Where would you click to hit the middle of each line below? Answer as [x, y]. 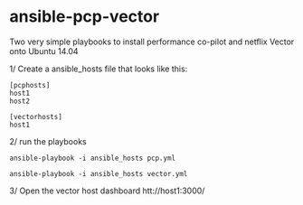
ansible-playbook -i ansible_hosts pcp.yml [93, 158]
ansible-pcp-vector [85, 17]
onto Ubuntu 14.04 [44, 51]
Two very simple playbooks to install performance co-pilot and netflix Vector [152, 42]
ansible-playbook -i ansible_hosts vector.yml [99, 173]
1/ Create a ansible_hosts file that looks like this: [99, 69]
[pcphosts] [30, 85]
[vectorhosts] [36, 116]
